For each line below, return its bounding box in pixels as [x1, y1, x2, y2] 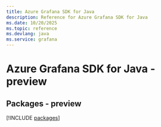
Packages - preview [6, 98, 82, 109]
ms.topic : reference [6, 25, 58, 32]
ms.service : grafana [6, 36, 58, 42]
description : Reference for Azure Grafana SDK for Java [6, 14, 148, 20]
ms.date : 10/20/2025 [6, 20, 58, 26]
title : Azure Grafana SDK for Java [6, 8, 95, 15]
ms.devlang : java [6, 31, 49, 37]
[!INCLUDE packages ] [6, 114, 60, 121]
